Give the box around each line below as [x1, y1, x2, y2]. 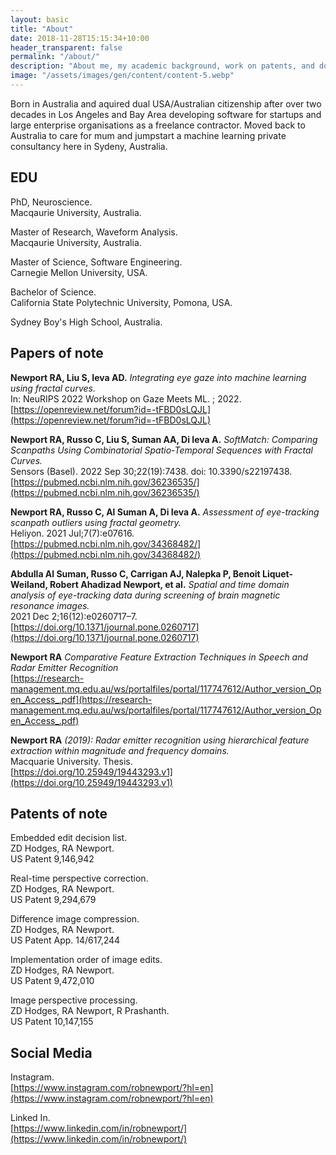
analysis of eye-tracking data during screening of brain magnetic [10, 589, 281, 601]
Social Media [10, 1044, 93, 1061]
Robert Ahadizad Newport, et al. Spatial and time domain [49, 578, 290, 590]
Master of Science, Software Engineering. [10, 256, 183, 268]
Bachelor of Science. [10, 286, 97, 298]
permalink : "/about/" [10, 52, 101, 62]
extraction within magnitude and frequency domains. [10, 744, 230, 756]
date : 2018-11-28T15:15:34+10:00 [10, 33, 150, 43]
